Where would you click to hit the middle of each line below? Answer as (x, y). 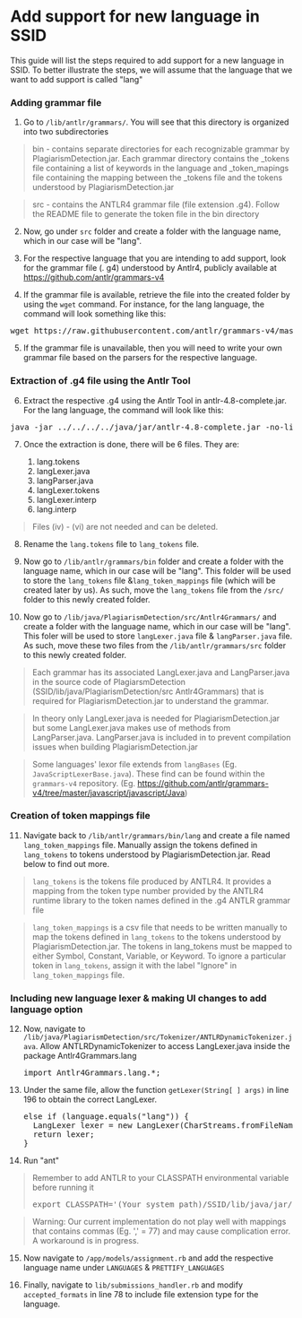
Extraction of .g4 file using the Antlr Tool (100, 381)
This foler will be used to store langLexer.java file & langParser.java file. (158, 636)
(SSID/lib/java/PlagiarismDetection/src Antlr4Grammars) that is (148, 691)
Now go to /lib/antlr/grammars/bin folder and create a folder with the (154, 561)
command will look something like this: (95, 314)
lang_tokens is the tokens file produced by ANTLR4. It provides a (151, 881)
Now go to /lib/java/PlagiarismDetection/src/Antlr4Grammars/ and (150, 617)
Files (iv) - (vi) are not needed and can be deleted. (125, 526)
